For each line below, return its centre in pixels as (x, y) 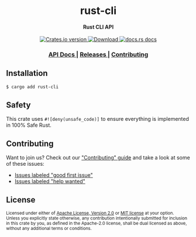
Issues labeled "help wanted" (50, 182)
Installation (27, 73)
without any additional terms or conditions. (49, 228)
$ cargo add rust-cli (32, 87)
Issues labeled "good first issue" (54, 175)
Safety (18, 105)
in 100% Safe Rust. (29, 125)
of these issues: (25, 164)
